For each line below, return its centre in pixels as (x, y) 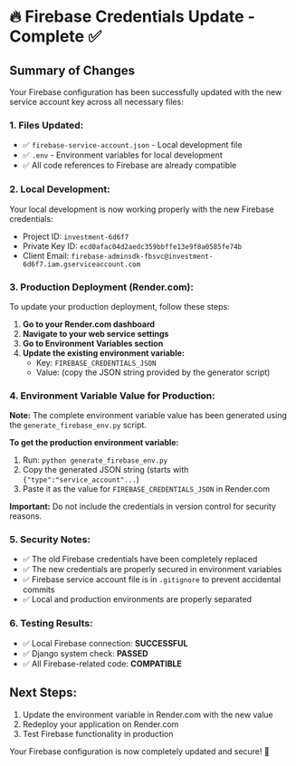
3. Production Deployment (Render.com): (102, 287)
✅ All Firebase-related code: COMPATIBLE (102, 664)
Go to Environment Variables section (93, 343)
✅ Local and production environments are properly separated (137, 599)
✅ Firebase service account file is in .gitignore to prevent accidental (152, 579)
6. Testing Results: (51, 624)
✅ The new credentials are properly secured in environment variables (152, 570)
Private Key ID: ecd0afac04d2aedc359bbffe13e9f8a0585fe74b (132, 245)
